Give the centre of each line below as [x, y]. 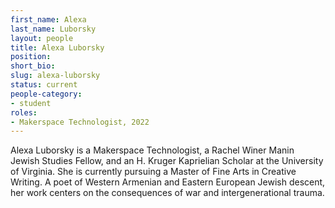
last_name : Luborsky [53, 29]
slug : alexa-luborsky [55, 76]
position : [31, 57]
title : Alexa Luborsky [57, 47]
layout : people [42, 38]
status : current [44, 85]
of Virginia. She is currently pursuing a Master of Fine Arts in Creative [153, 172]
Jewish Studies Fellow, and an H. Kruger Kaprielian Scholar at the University [167, 161]
